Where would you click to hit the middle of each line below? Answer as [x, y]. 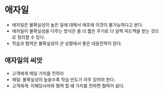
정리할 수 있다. [31, 37]
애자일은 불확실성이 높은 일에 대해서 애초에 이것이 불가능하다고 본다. [78, 25]
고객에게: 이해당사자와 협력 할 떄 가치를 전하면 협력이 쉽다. [68, 86]
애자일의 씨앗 [24, 61]
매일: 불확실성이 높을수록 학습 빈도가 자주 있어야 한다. [63, 79]
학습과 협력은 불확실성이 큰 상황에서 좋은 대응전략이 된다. [67, 43]
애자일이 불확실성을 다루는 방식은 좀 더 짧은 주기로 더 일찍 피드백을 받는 [81, 31]
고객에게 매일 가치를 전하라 [38, 73]
